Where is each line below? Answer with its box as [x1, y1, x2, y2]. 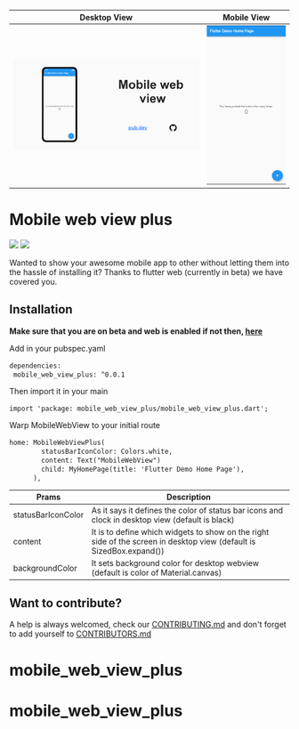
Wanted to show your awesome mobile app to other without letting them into [9, 257, 290, 268]
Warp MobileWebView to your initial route [9, 419, 161, 430]
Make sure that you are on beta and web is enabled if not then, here [9, 326, 263, 336]
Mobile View [222, 12, 271, 22]
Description [166, 491, 211, 503]
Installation [9, 302, 73, 317]
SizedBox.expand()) [91, 545, 165, 556]
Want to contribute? [9, 595, 123, 611]
